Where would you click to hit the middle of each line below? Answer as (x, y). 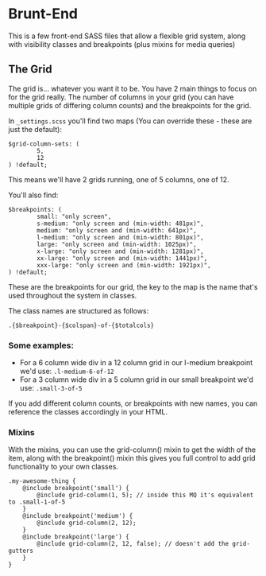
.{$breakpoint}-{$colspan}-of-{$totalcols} (81, 325)
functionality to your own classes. (64, 467)
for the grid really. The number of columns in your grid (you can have (121, 97)
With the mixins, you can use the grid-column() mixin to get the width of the (132, 450)
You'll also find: (33, 195)
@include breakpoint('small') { (76, 488)
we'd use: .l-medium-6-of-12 (67, 372)
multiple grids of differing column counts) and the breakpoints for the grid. (130, 105)
